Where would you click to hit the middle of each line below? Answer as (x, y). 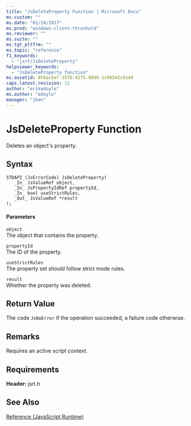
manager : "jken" (26, 100)
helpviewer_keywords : (33, 67)
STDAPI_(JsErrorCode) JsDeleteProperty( (57, 178)
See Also (23, 403)
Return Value (30, 304)
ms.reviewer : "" (26, 34)
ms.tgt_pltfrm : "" (29, 45)
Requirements (33, 369)
